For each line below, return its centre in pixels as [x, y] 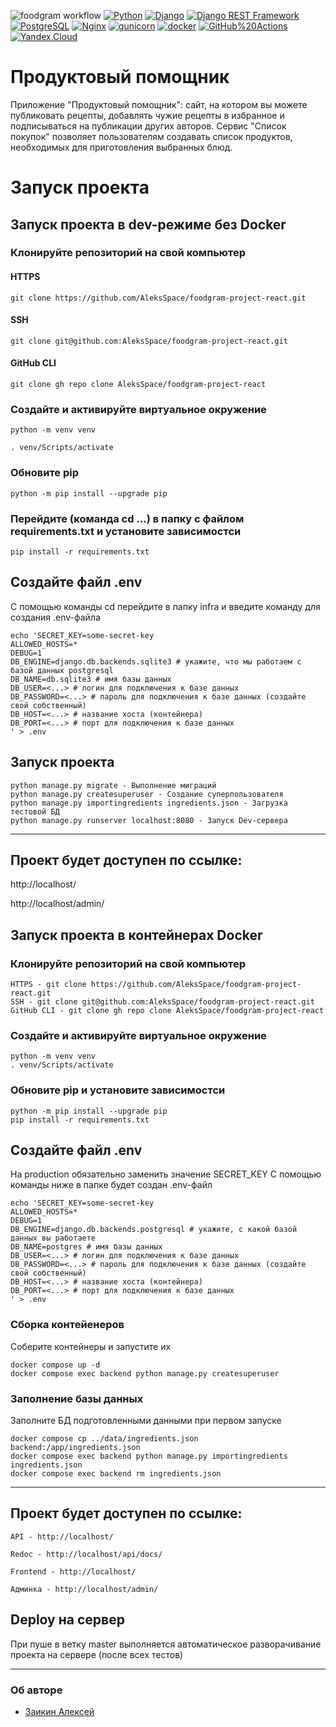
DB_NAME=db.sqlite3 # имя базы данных [91, 679]
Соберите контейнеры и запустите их [91, 1346]
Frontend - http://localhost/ [73, 1571]
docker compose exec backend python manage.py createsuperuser [145, 1373]
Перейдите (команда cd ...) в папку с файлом [127, 518]
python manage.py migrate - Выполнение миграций [113, 785]
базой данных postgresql [62, 670]
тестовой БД [35, 811]
